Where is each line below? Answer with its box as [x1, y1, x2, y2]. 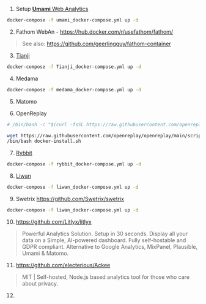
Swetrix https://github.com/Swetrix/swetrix [15, 196, 125, 202]
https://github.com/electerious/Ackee [15, 261, 111, 268]
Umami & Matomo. [21, 249, 69, 257]
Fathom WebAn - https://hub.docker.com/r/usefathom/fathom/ [15, 28, 174, 36]
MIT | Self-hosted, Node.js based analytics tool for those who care [21, 273, 190, 281]
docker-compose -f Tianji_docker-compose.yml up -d [7, 64, 141, 70]
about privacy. [21, 279, 59, 287]
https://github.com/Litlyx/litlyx [15, 218, 92, 226]
